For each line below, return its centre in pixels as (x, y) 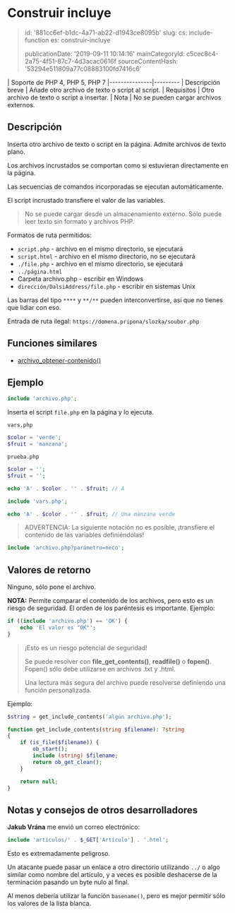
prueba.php (23, 457)
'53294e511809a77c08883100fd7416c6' (83, 68)
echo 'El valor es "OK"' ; (58, 627)
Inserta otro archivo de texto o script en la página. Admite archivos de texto (117, 144)
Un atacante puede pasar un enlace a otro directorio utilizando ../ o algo (114, 867)
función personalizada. (58, 690)
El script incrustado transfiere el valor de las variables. (86, 200)
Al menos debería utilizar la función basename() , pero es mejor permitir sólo (116, 896)
